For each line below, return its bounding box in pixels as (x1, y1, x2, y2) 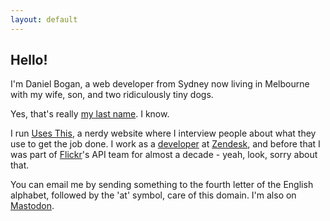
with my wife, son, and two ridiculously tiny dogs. (10, 89, 214, 101)
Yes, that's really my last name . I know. (10, 108, 170, 120)
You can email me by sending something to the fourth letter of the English (10, 179, 314, 191)
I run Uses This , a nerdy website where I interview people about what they (10, 127, 317, 140)
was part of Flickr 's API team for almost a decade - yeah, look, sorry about (10, 149, 318, 161)
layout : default (10, 14, 78, 25)
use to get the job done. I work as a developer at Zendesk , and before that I (10, 138, 321, 150)
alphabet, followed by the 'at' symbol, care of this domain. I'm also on (10, 189, 297, 201)
